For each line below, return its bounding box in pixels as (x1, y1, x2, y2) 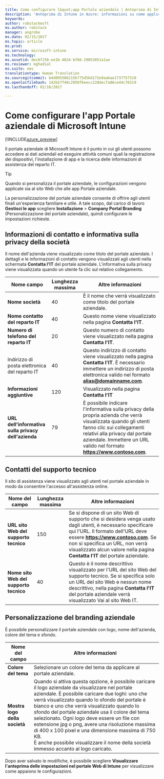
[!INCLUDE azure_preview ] (5, 137, 58, 142)
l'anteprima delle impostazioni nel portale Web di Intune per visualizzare (5, 763, 154, 769)
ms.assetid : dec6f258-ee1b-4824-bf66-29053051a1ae (5, 57, 110, 62)
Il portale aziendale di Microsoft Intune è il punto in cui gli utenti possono (5, 146, 151, 152)
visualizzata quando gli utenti (82, 418, 150, 425)
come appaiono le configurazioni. (5, 768, 73, 774)
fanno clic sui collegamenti (82, 424, 144, 431)
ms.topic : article (5, 39, 42, 44)
